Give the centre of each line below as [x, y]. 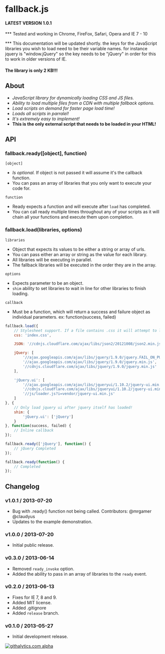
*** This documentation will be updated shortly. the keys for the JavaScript [81, 43]
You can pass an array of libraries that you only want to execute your [82, 183]
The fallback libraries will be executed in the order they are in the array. [84, 265]
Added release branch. [36, 613]
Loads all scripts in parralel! [41, 113]
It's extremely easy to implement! [46, 119]
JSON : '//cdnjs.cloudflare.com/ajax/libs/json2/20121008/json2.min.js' [89, 344]
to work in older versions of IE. [36, 59]
